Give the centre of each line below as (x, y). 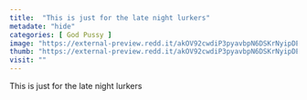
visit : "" (28, 60)
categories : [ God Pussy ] (61, 35)
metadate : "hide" (42, 26)
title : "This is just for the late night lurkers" (110, 18)
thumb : (22, 52)
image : (22, 43)
